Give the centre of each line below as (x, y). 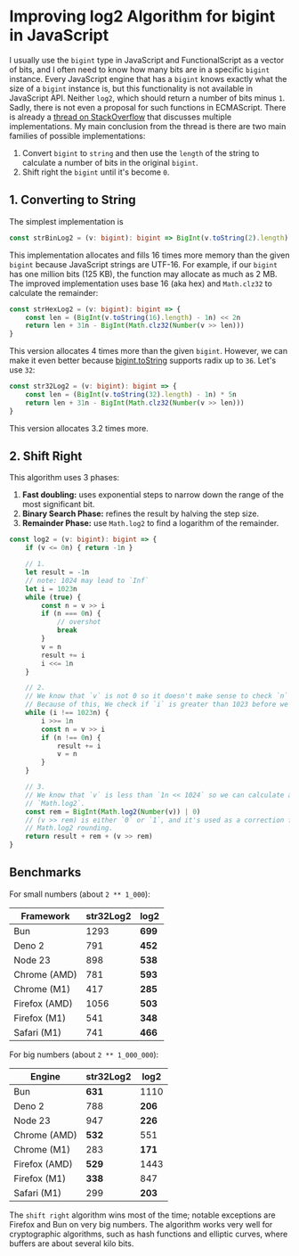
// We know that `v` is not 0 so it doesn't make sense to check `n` (157, 696)
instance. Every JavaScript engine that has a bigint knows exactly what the (148, 78)
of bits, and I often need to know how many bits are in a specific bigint (139, 70)
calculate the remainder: (54, 292)
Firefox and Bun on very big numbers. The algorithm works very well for (141, 1224)
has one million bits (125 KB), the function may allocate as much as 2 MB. (143, 274)
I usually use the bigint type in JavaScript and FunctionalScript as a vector (147, 60)
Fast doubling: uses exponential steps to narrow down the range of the (153, 495)
